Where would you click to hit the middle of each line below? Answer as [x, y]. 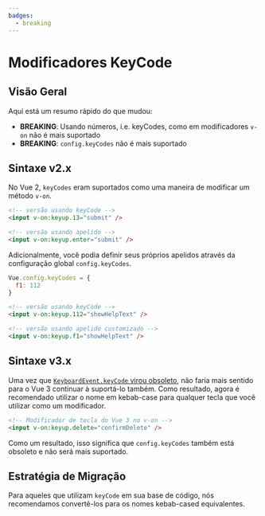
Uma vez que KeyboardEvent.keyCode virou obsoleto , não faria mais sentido [131, 380]
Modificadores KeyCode [90, 63]
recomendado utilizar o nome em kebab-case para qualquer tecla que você [132, 397]
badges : [21, 16]
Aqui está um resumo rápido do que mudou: [80, 111]
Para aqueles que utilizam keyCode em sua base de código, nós [111, 495]
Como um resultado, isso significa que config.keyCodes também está [121, 443]
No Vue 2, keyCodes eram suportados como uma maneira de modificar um [129, 187]
